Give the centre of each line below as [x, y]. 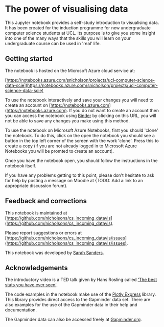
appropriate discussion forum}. [36, 186]
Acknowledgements [36, 268]
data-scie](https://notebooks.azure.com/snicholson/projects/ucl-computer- [82, 85]
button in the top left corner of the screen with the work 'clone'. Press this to [82, 140]
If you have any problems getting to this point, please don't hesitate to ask [80, 175]
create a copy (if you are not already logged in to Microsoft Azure [71, 146]
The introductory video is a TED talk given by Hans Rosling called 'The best [81, 280]
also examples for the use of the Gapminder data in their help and [71, 305]
